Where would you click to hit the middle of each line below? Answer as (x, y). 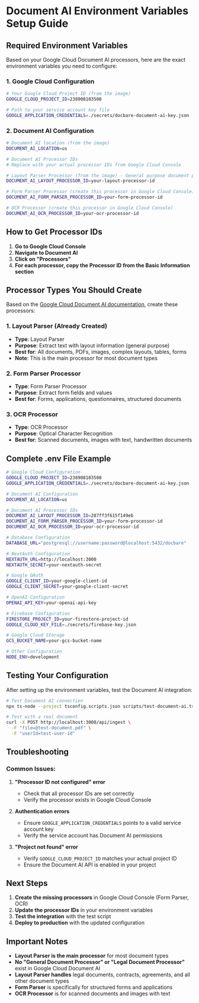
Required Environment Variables (67, 45)
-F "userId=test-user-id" (44, 734)
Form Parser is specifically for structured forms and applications (94, 988)
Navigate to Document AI (46, 252)
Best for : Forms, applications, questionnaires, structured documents (98, 399)
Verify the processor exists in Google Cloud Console (87, 799)
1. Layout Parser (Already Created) (57, 326)
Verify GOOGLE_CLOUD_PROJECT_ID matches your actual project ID (100, 858)
